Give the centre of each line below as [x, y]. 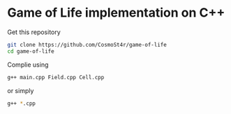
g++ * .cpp [22, 103]
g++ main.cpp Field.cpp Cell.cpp [56, 77]
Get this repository [34, 32]
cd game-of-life [31, 51]
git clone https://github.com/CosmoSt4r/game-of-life [87, 44]
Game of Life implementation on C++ [116, 13]
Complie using [28, 65]
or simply [21, 90]
